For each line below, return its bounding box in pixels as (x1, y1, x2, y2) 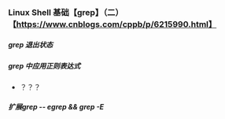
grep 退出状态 (8, 39, 53, 49)
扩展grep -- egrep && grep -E (8, 102, 105, 111)
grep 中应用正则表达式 (8, 61, 81, 70)
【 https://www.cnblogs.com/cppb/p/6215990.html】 (8, 18, 217, 29)
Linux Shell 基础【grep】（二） (8, 6, 124, 17)
